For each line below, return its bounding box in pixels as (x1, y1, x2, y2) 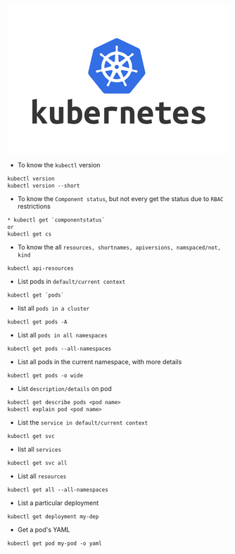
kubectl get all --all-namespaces (7, 487, 109, 494)
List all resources (17, 472, 67, 480)
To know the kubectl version (17, 161, 101, 169)
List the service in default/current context (17, 418, 148, 427)
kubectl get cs (7, 231, 52, 238)
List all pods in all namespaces (17, 331, 108, 340)
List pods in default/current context (17, 277, 126, 286)
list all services (17, 445, 62, 453)
